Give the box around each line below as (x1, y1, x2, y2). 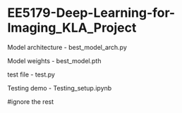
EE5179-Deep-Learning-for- (7, 5, 176, 21)
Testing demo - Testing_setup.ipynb (7, 84, 112, 92)
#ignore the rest (7, 97, 54, 106)
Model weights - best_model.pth (7, 56, 102, 65)
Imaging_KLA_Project (7, 20, 137, 36)
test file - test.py (7, 70, 55, 79)
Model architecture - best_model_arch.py (7, 43, 127, 51)
